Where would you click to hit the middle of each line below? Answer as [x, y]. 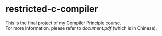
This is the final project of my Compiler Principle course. [63, 23]
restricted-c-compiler [52, 9]
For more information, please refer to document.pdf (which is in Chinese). [81, 28]
